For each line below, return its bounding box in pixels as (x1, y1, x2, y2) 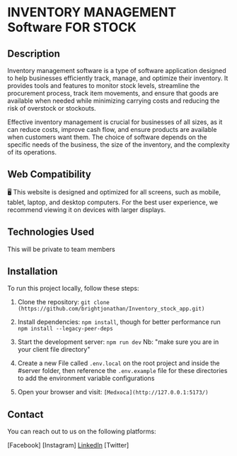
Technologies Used (7, 226, 94, 238)
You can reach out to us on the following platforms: (7, 427, 156, 436)
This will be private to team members (7, 245, 115, 253)
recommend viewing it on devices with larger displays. (7, 205, 166, 213)
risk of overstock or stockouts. (7, 104, 97, 112)
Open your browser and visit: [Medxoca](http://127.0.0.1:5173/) (17, 388, 209, 396)
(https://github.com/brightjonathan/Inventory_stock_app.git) (17, 306, 205, 313)
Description (7, 48, 60, 60)
